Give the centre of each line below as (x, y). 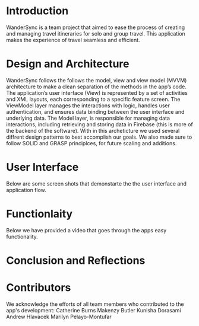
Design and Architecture (68, 64)
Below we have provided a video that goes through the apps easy (86, 230)
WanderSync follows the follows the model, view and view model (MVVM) (97, 80)
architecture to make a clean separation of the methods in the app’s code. (97, 87)
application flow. (26, 190)
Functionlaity (40, 214)
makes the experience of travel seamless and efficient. (73, 40)
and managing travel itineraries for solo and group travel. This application (96, 33)
